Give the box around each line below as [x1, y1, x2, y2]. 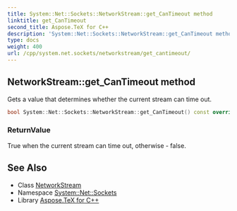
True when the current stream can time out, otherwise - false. [7, 141, 187, 149]
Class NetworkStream [17, 181, 82, 189]
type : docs [7, 37, 39, 44]
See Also [7, 162, 47, 174]
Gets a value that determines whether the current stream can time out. [7, 95, 212, 103]
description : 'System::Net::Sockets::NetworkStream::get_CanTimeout [7, 30, 213, 38]
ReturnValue [7, 125, 51, 135]
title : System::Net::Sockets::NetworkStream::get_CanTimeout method [7, 10, 213, 18]
